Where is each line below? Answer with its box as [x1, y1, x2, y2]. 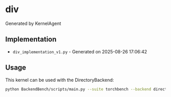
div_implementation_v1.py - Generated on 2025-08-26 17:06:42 [12, 48, 148, 54]
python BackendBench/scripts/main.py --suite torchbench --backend [5, 86, 152, 92]
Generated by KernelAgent [5, 20, 61, 26]
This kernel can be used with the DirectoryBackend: [5, 77, 115, 83]
